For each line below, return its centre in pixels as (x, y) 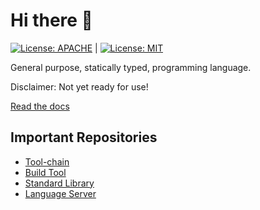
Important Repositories (84, 137)
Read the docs (40, 106)
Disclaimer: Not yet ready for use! (79, 86)
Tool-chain (47, 161)
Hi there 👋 (51, 20)
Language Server (60, 193)
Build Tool (45, 172)
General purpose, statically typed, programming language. (131, 67)
